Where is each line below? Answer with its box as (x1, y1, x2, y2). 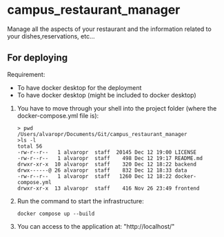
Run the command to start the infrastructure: (17, 196, 145, 205)
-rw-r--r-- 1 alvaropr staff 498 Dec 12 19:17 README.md (17, 155, 203, 161)
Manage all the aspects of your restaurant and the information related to (7, 25, 212, 33)
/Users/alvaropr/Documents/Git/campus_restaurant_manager (17, 131, 187, 137)
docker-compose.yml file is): (17, 111, 99, 120)
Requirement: (7, 70, 45, 78)
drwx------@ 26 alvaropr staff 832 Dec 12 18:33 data (17, 167, 187, 174)
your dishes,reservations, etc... (7, 32, 95, 40)
